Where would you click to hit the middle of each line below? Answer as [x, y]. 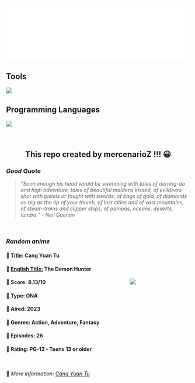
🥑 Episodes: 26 [25, 336]
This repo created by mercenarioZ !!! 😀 [98, 154]
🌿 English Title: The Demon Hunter [49, 269]
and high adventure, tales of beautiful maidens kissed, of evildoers [101, 190]
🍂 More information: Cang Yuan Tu [48, 374]
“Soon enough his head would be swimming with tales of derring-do [103, 184]
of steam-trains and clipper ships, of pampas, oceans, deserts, [97, 208]
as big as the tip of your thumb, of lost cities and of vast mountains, [102, 203]
